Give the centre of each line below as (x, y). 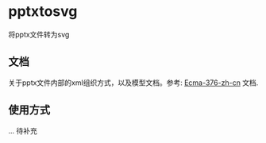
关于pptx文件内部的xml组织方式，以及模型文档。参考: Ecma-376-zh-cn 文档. (133, 83)
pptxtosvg (43, 12)
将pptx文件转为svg (39, 34)
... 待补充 (23, 130)
